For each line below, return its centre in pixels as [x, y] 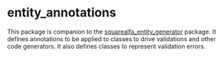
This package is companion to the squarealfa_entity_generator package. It [111, 32]
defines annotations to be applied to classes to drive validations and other [111, 38]
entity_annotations [62, 13]
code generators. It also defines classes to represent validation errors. [106, 46]
